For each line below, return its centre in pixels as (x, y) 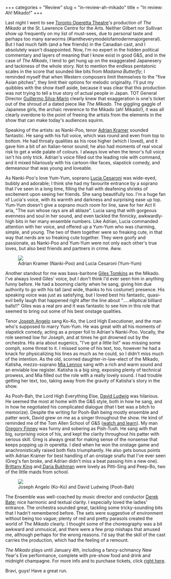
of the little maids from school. (37, 472)
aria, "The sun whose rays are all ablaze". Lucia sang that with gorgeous (81, 210)
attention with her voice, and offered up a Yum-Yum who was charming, (81, 227)
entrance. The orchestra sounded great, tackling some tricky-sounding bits (84, 508)
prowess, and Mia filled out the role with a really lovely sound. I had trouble (84, 375)
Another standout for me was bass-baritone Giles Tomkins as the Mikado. (82, 273)
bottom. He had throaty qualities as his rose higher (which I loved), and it (81, 141)
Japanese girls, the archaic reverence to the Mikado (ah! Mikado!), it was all (85, 109)
